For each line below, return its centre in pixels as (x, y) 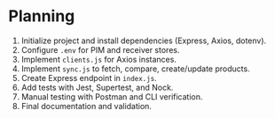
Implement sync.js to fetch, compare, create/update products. (135, 69)
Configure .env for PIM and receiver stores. (100, 49)
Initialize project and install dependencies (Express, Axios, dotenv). (144, 41)
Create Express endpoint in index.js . (89, 77)
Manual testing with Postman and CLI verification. (112, 96)
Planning (42, 16)
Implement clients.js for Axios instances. (98, 59)
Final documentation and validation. (86, 106)
